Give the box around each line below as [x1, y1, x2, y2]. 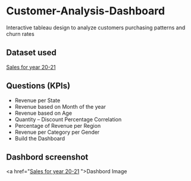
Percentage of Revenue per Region [14, 122, 101, 129]
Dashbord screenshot [6, 152, 89, 162]
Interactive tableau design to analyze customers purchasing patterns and [6, 24, 186, 31]
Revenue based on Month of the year [14, 103, 106, 110]
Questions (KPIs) [6, 81, 70, 91]
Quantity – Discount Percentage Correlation [14, 115, 122, 123]
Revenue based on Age [14, 109, 73, 116]
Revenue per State [14, 97, 61, 104]
